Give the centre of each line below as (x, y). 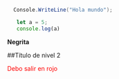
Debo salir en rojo (32, 68)
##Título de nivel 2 (34, 55)
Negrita (18, 42)
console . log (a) (38, 29)
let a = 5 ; (32, 22)
